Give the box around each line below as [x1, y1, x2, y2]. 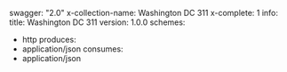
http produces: [21, 35, 77, 44]
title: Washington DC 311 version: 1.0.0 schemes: [9, 17, 186, 28]
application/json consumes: [21, 44, 124, 54]
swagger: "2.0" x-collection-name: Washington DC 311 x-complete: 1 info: [9, 8, 278, 18]
